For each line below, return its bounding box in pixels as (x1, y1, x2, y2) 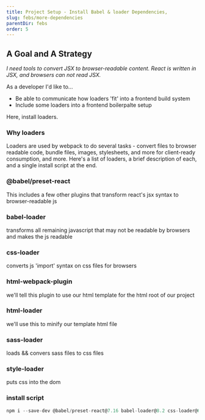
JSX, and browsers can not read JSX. (6, 71, 101, 79)
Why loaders (6, 128, 45, 137)
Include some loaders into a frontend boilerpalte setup (15, 101, 153, 109)
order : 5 (6, 26, 29, 32)
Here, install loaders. (6, 114, 59, 121)
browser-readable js (6, 197, 57, 205)
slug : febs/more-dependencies (6, 15, 84, 21)
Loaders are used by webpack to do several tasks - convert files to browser (6, 142, 197, 150)
